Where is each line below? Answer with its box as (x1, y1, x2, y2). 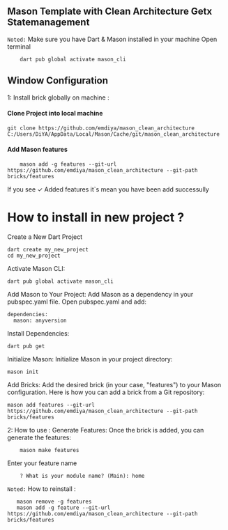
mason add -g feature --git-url (16, 504, 111, 511)
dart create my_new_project (7, 246, 89, 253)
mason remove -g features (16, 498, 92, 505)
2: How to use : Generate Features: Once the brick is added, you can (7, 426, 204, 434)
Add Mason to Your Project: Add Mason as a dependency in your (7, 290, 194, 298)
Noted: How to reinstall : (7, 484, 77, 493)
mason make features (20, 446, 79, 453)
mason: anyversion (13, 317, 68, 324)
